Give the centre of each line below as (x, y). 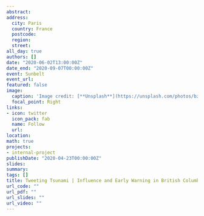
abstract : (19, 12)
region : (22, 40)
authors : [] (21, 57)
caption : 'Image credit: (43, 96)
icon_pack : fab (31, 119)
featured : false (27, 85)
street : (22, 46)
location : (19, 136)
